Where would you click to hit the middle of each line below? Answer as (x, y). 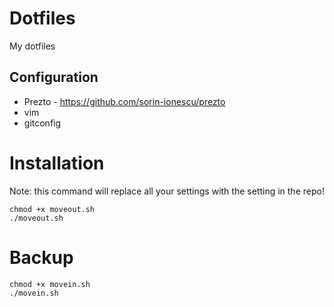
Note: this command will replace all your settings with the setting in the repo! (167, 191)
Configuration (54, 77)
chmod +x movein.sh (50, 284)
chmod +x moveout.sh (52, 209)
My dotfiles (32, 46)
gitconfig (42, 123)
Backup (41, 257)
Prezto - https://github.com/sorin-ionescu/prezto (124, 101)
